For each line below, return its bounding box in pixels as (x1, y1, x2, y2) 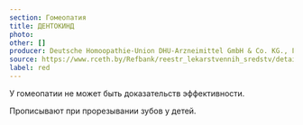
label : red (9, 64, 50, 73)
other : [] (9, 38, 47, 48)
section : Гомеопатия (9, 13, 87, 22)
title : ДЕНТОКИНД (9, 22, 75, 31)
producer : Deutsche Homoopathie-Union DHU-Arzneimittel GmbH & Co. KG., (9, 47, 289, 56)
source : (9, 55, 39, 64)
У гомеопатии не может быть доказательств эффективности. (9, 87, 245, 99)
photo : (9, 30, 34, 39)
